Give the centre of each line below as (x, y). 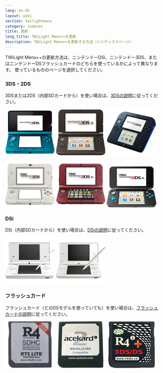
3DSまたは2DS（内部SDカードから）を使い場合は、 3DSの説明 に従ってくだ (82, 96)
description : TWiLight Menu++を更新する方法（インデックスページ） (69, 42)
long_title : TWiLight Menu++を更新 (41, 37)
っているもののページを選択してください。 (62, 70)
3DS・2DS (18, 83)
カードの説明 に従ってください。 (38, 314)
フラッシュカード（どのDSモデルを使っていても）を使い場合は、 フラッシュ (82, 307)
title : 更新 (17, 32)
